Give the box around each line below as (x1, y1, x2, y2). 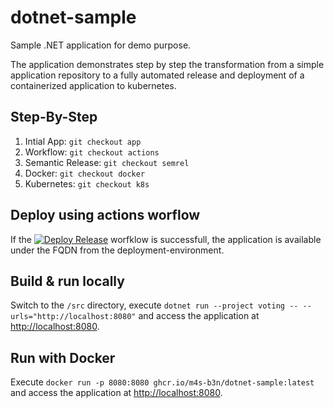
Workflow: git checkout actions (24, 146, 160, 158)
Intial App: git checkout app (24, 135, 142, 147)
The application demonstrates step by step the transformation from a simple (10, 58, 325, 70)
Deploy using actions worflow (10, 207, 201, 224)
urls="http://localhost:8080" (10, 312, 137, 322)
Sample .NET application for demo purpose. (10, 39, 192, 51)
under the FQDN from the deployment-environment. (10, 244, 225, 256)
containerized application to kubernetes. (10, 79, 177, 91)
